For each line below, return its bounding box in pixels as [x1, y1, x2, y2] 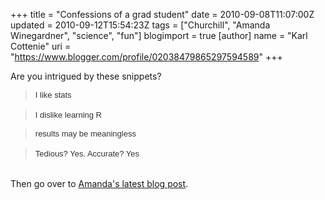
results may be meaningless [34, 129, 137, 139]
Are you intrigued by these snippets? [10, 70, 162, 82]
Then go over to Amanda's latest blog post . [10, 178, 189, 189]
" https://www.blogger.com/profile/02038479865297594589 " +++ [10, 51, 283, 63]
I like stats [34, 90, 72, 100]
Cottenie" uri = [10, 40, 72, 52]
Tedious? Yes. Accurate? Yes [34, 149, 140, 159]
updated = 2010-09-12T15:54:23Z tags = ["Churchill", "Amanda [10, 19, 271, 31]
